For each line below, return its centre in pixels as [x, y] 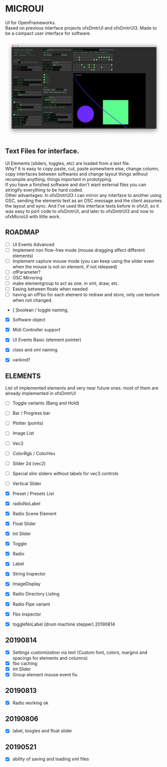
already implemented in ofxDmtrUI [40, 394]
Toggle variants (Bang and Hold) [46, 403]
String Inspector [29, 574]
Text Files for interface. [42, 151]
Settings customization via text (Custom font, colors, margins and [80, 652]
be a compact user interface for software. [48, 33]
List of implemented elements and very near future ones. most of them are [82, 388]
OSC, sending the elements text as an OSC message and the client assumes [84, 201]
